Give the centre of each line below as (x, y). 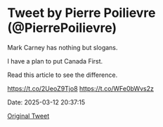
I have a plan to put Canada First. (55, 61)
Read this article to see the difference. (63, 75)
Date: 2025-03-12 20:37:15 (46, 102)
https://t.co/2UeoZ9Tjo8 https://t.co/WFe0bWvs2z (81, 88)
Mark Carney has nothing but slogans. (63, 47)
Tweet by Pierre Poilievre (81, 13)
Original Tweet (28, 116)
